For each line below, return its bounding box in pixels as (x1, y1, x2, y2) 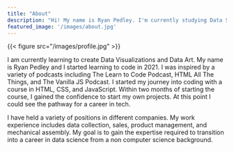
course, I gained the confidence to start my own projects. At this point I (7, 93, 211, 101)
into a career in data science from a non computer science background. (7, 136, 213, 144)
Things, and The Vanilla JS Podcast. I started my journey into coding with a (7, 78, 223, 86)
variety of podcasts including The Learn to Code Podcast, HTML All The (7, 70, 214, 79)
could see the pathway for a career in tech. (7, 100, 131, 109)
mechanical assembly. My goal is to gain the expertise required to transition (7, 128, 224, 136)
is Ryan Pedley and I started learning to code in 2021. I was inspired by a (7, 63, 215, 72)
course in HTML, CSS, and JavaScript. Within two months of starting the (7, 85, 214, 94)
